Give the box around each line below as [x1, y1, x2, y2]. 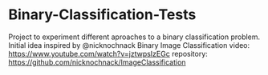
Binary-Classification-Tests [8, 6, 197, 24]
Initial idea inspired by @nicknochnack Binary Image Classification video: [8, 40, 250, 49]
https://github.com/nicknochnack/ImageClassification [8, 57, 186, 67]
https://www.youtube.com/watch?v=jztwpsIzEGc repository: [8, 49, 209, 58]
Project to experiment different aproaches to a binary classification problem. [8, 32, 261, 41]
